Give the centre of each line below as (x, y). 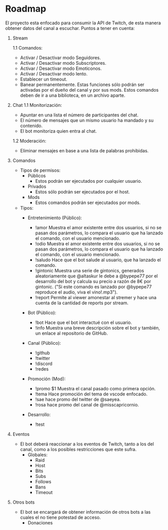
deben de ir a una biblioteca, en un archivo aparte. (73, 95)
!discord (44, 363)
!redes (42, 369)
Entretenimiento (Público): (55, 218)
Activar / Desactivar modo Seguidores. (60, 57)
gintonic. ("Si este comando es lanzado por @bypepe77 (93, 287)
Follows (43, 481)
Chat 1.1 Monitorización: (37, 105)
